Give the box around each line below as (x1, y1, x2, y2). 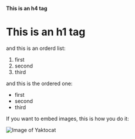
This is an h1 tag (6, 25, 86, 38)
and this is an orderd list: (6, 45, 66, 52)
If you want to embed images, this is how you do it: (6, 115, 129, 122)
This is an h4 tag (6, 5, 48, 12)
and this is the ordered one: (6, 80, 73, 87)
